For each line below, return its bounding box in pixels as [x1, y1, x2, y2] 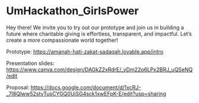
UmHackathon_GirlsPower [6, 4, 139, 18]
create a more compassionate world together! [6, 36, 118, 43]
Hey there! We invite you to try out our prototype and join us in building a [6, 24, 184, 31]
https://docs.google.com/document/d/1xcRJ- [30, 83, 141, 90]
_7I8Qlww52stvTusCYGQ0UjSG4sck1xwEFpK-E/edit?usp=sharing [6, 90, 166, 97]
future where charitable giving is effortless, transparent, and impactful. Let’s [6, 30, 192, 37]
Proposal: [6, 83, 30, 90]
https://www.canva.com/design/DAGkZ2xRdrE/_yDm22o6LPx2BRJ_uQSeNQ [6, 65, 193, 73]
